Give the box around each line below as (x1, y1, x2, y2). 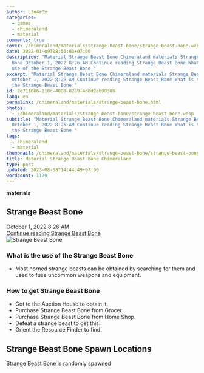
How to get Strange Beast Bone (6, 287, 100, 295)
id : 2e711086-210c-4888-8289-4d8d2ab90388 (6, 88, 115, 94)
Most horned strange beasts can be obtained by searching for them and (15, 265, 195, 272)
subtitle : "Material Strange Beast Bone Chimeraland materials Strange (6, 116, 191, 122)
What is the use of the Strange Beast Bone (6, 251, 134, 259)
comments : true (6, 37, 45, 43)
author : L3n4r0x (6, 9, 47, 15)
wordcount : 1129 (6, 173, 47, 179)
